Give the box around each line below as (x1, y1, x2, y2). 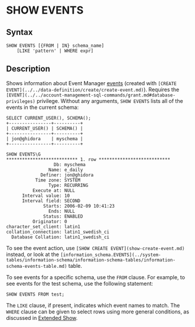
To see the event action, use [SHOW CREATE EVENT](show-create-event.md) (6, 244, 185, 251)
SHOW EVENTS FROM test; (6, 291, 65, 297)
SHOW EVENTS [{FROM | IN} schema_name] (6, 43, 105, 48)
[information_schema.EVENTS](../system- (60, 252, 161, 258)
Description (6, 64, 50, 74)
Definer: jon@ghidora (40, 172, 94, 178)
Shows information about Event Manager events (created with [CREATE (6, 79, 177, 86)
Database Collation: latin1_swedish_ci (11, 234, 110, 240)
